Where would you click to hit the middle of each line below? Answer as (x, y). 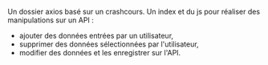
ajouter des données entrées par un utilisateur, (96, 36)
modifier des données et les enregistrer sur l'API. (100, 53)
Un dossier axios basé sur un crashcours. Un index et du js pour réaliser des (134, 12)
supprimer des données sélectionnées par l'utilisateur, (109, 44)
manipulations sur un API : (51, 20)
